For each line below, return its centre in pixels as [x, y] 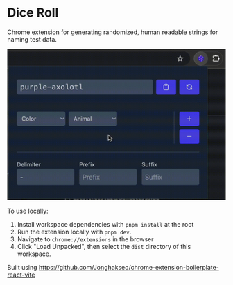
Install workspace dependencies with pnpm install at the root [105, 224]
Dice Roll [33, 13]
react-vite [21, 275]
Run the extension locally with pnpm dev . [74, 232]
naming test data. [32, 39]
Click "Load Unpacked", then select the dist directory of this [104, 246]
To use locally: [28, 211]
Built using [22, 267]
